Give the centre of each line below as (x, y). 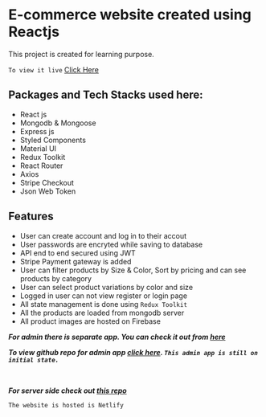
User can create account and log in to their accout (103, 235)
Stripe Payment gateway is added (76, 261)
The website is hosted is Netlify (66, 405)
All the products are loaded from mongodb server (102, 313)
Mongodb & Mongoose (58, 123)
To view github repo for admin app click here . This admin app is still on (133, 352)
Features (31, 217)
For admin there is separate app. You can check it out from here (117, 337)
